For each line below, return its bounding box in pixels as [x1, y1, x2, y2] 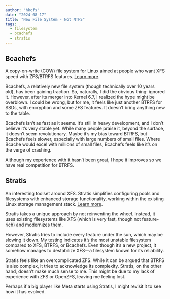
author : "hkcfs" [5, 7, 40, 13]
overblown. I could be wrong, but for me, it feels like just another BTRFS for [5, 99, 162, 105]
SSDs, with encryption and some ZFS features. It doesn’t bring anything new [5, 104, 165, 110]
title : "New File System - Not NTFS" [5, 17, 85, 22]
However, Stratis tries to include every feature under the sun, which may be [5, 231, 163, 237]
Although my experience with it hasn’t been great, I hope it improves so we [5, 157, 162, 163]
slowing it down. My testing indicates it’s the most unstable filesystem [5, 237, 151, 243]
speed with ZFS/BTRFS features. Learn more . [5, 73, 100, 79]
